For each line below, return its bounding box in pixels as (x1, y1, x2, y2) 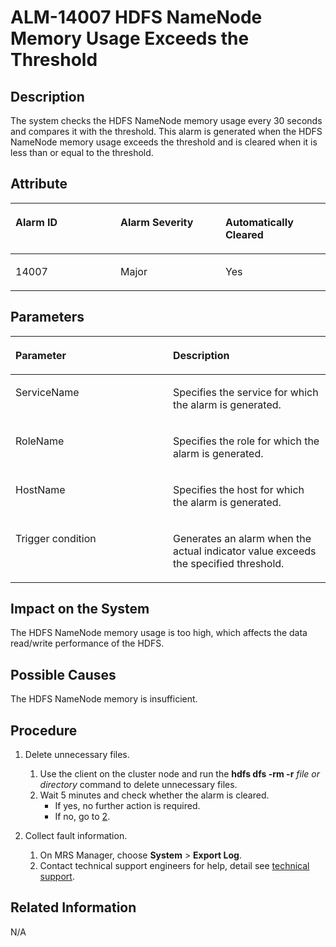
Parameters (10, 309, 85, 326)
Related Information (10, 899, 137, 916)
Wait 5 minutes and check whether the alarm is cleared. (39, 789, 270, 801)
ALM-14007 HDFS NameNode (10, 6, 263, 29)
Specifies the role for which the (173, 434, 320, 448)
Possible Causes (10, 666, 117, 683)
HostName (15, 482, 66, 496)
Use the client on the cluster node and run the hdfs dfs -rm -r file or (39, 768, 320, 780)
